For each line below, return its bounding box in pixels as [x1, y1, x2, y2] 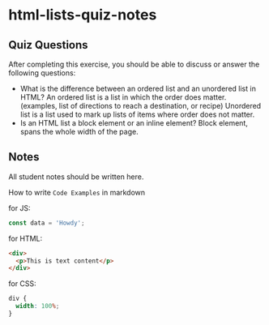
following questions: [8, 68, 76, 78]
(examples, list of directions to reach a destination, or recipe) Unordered [19, 101, 262, 110]
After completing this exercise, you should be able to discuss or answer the [8, 59, 260, 69]
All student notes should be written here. [8, 172, 144, 182]
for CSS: [8, 279, 36, 289]
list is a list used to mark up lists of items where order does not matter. [19, 109, 255, 119]
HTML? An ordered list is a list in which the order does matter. [19, 92, 227, 102]
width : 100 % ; [15, 302, 60, 310]
